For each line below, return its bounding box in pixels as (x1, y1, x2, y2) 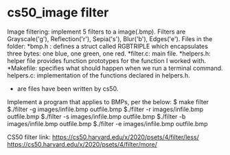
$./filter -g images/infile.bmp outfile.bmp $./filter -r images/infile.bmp (7, 105, 204, 113)
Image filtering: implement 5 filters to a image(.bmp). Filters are (7, 27, 186, 36)
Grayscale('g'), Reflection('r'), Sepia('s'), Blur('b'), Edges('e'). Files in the (7, 34, 213, 43)
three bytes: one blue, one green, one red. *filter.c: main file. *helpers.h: (7, 49, 211, 58)
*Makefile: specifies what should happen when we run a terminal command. (7, 64, 223, 72)
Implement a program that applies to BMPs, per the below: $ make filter (7, 97, 209, 106)
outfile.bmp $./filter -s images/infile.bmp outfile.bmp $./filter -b (7, 112, 186, 121)
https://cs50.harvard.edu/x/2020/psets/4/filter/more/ (7, 140, 158, 148)
